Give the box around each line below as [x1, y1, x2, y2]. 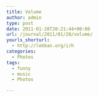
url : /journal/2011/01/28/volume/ [6, 32, 94, 38]
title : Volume [6, 8, 42, 15]
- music [11, 71, 31, 77]
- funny [11, 65, 31, 72]
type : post [6, 20, 34, 26]
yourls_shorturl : [6, 37, 50, 43]
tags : [6, 59, 20, 65]
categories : [6, 48, 36, 55]
